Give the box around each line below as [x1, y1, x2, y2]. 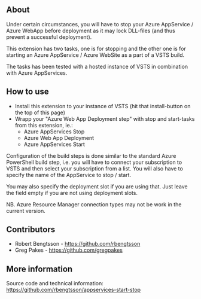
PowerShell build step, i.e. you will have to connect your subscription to [6, 158, 182, 166]
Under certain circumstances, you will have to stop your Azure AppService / [6, 20, 194, 28]
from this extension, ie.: [14, 121, 73, 129]
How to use [6, 87, 49, 97]
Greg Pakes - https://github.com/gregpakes [14, 246, 123, 254]
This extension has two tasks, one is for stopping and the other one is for [6, 45, 187, 52]
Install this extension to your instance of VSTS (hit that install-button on [14, 102, 191, 109]
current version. [6, 207, 46, 214]
